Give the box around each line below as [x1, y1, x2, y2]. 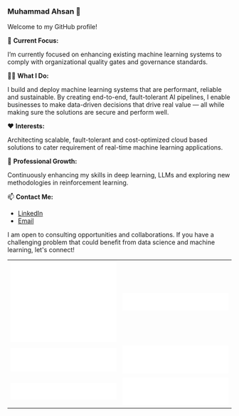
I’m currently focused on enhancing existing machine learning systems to [7, 50, 222, 59]
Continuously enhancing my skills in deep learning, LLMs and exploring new [7, 171, 230, 180]
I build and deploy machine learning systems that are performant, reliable [7, 85, 222, 94]
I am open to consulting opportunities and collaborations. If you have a [7, 231, 215, 239]
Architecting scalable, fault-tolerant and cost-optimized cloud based [7, 135, 208, 145]
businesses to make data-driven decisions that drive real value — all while [7, 100, 225, 109]
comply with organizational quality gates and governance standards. [7, 58, 208, 66]
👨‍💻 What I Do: [7, 71, 49, 80]
